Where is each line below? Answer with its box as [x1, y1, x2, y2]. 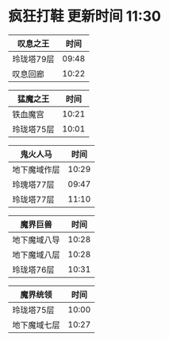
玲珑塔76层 [12, 264, 55, 275]
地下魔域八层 [12, 249, 61, 260]
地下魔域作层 [12, 164, 61, 175]
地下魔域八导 [12, 234, 61, 245]
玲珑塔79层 [12, 53, 55, 65]
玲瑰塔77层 [12, 178, 55, 190]
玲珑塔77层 [12, 194, 55, 205]
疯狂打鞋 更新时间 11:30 [8, 7, 161, 25]
